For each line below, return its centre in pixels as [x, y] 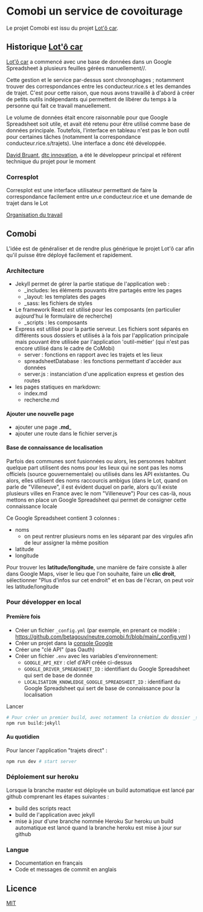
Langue [18, 850]
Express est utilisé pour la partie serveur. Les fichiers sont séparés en [102, 329]
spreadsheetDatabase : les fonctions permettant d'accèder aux [103, 361]
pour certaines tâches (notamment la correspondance [73, 136]
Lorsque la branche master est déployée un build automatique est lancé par [100, 790]
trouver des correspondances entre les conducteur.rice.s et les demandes [99, 86]
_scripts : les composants [56, 323]
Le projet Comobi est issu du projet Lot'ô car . [63, 28]
